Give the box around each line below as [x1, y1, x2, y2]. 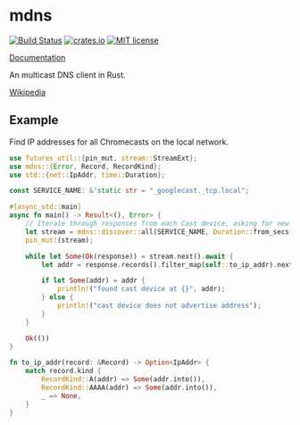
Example [9, 112, 59, 128]
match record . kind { [25, 367, 102, 376]
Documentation [9, 52, 66, 62]
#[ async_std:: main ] [9, 203, 82, 212]
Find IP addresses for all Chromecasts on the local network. [9, 136, 229, 147]
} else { [41, 293, 74, 302]
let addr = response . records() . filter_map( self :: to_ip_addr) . [41, 260, 278, 269]
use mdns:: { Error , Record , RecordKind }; [9, 162, 162, 171]
